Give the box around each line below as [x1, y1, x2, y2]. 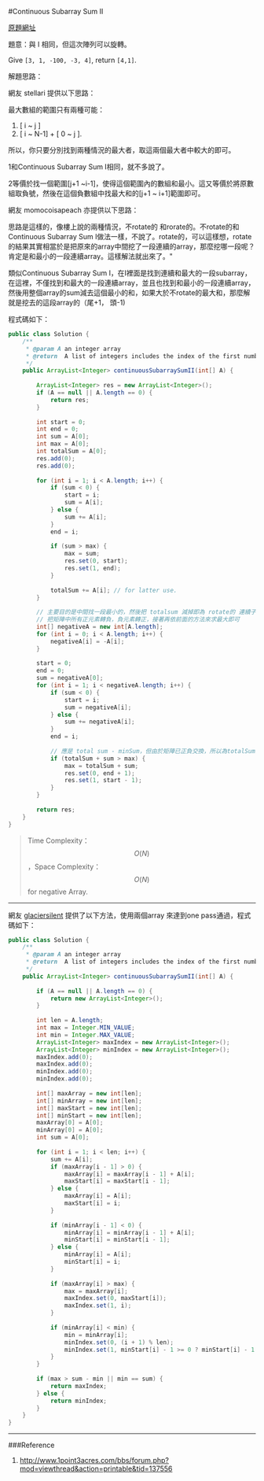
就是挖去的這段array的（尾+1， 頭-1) [8, 298, 126, 307]
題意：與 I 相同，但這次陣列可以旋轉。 [8, 39, 131, 49]
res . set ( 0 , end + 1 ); [64, 769, 135, 777]
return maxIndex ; [49, 1382, 108, 1390]
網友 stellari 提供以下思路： [8, 88, 96, 98]
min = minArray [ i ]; [64, 1331, 128, 1339]
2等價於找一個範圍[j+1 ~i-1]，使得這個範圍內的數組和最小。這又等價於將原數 [8, 179, 254, 188]
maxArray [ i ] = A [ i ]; [64, 1192, 132, 1200]
